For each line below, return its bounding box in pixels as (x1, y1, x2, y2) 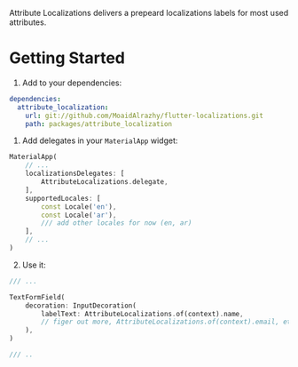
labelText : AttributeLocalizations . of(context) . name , (41, 309, 244, 318)
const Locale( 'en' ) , (41, 202, 117, 211)
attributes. (9, 17, 47, 28)
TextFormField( (9, 292, 66, 301)
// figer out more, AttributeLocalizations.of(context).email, (41, 317, 279, 327)
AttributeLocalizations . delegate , (41, 178, 169, 187)
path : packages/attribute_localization (25, 119, 173, 128)
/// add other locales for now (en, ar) (41, 219, 192, 227)
